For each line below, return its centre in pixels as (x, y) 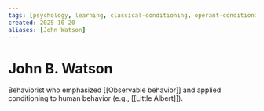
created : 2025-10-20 (42, 23)
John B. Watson (60, 68)
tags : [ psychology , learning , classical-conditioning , (100, 15)
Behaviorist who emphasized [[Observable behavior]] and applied (115, 90)
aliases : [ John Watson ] (47, 30)
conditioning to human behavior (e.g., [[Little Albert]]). (95, 98)
